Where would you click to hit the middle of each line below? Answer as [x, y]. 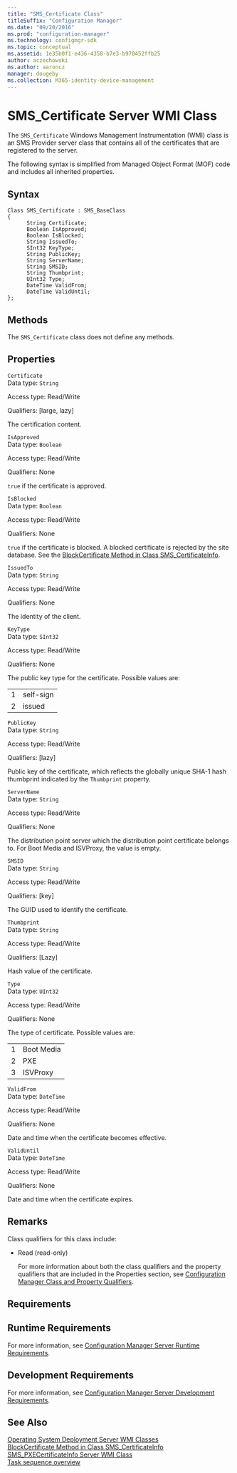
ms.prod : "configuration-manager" [59, 34]
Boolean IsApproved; [57, 230]
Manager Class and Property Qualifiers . [75, 1281]
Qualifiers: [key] [31, 895]
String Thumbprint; [55, 273]
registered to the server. [43, 150]
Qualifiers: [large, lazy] [41, 410]
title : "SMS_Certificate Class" [55, 14]
